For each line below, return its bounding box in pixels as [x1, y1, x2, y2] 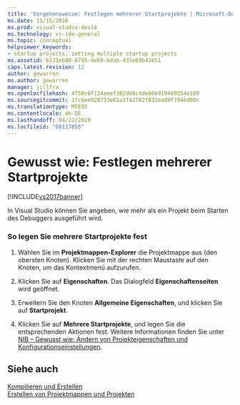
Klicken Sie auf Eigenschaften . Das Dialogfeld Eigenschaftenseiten [17, 277, 219, 285]
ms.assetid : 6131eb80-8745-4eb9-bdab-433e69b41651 [7, 57, 161, 64]
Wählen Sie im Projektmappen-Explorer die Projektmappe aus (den [17, 247, 218, 257]
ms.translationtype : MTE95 [7, 103, 88, 111]
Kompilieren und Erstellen [7, 382, 83, 391]
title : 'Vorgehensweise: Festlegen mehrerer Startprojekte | [7, 10, 194, 18]
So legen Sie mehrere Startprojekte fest [7, 232, 148, 242]
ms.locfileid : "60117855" [7, 123, 84, 130]
